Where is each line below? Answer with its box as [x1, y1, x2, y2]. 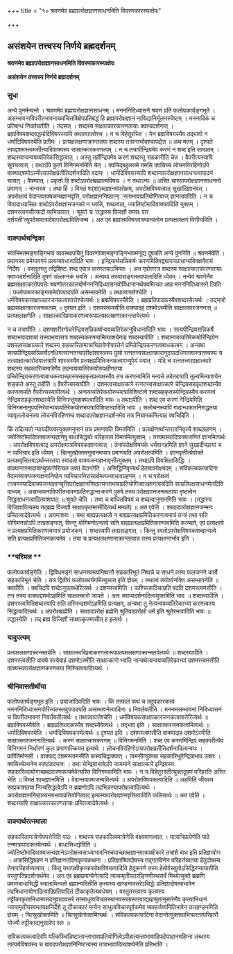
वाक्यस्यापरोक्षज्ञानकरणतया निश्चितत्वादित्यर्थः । [7, 664, 109, 672]
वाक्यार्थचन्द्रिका [7, 233, 45, 243]
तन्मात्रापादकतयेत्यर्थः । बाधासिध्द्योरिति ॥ [7, 840, 96, 849]
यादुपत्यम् [7, 632, 30, 642]
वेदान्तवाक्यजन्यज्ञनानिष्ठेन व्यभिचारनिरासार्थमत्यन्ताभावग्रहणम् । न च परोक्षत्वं [7, 472, 170, 480]
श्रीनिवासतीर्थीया [7, 681, 46, 691]
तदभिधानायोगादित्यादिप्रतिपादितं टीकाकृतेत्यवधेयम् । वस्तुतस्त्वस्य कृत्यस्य [7, 887, 165, 895]
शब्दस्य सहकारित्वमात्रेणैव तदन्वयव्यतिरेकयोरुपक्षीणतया [7, 364, 123, 373]
